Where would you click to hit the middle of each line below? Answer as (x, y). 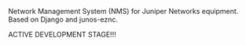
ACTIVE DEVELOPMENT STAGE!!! (62, 35)
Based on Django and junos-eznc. (63, 19)
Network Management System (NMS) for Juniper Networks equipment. (123, 11)
